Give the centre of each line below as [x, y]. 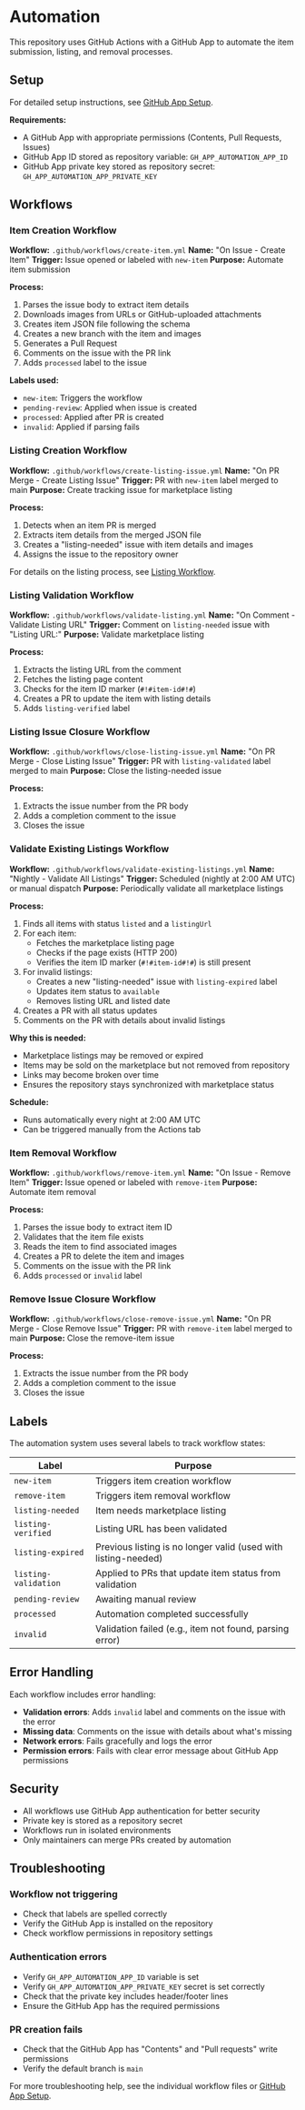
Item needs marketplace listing [161, 1511]
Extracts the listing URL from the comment [102, 669]
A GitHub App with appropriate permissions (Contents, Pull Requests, [152, 137]
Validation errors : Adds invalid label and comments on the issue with [154, 1712]
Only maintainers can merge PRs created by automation [127, 1840]
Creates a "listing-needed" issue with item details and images [138, 544]
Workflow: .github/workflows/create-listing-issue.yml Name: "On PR [144, 470]
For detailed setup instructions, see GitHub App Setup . [111, 102]
